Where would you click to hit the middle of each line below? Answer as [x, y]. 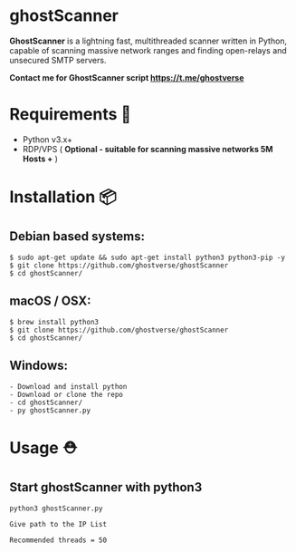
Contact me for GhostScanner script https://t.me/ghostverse [127, 77]
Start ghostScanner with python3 [106, 487]
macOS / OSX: [50, 301]
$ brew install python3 [54, 322]
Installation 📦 [63, 197]
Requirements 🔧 [71, 115]
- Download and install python [68, 386]
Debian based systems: [77, 237]
